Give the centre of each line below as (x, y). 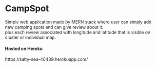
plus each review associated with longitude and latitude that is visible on (78, 32)
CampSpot (27, 8)
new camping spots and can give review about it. (54, 27)
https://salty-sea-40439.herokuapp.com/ (47, 59)
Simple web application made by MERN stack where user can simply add (78, 22)
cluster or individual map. (30, 37)
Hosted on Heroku (24, 49)
